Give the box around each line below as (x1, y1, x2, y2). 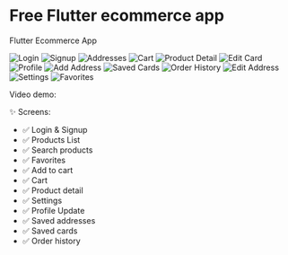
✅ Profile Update (22, 205, 85, 215)
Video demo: (9, 89, 57, 100)
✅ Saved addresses (22, 215, 96, 225)
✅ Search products (22, 145, 93, 155)
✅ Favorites (22, 154, 65, 165)
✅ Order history (22, 235, 81, 246)
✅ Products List (22, 134, 81, 145)
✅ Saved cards (22, 225, 78, 236)
